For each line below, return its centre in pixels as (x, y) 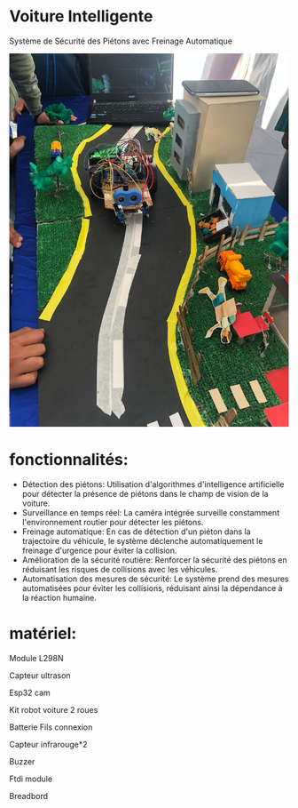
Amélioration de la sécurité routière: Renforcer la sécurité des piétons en (155, 560)
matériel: (43, 634)
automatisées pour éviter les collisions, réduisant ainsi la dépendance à (152, 588)
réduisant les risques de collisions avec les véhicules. (120, 569)
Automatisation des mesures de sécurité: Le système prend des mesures (155, 579)
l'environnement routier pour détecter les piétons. (113, 522)
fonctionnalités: (69, 460)
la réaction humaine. (59, 597)
